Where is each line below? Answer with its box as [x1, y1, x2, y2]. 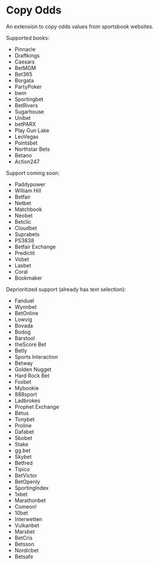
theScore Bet [14, 341, 47, 348]
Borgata [14, 77, 34, 84]
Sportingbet [14, 95, 44, 103]
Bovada [14, 322, 33, 329]
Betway [14, 359, 33, 366]
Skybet [14, 453, 32, 460]
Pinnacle [14, 45, 36, 53]
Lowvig [14, 315, 33, 323]
